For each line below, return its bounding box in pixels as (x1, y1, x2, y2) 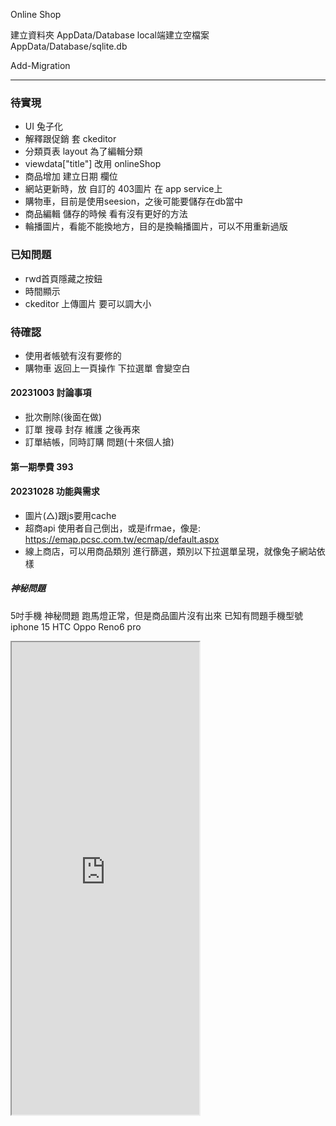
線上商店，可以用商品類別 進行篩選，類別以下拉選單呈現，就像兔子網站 (24, 545, 317, 557)
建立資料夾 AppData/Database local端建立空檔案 (10, 29, 210, 41)
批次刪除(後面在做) (24, 411, 103, 423)
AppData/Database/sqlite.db (10, 40, 128, 52)
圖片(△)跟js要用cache (24, 509, 117, 521)
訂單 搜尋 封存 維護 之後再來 (24, 424, 141, 436)
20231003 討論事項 (10, 387, 92, 399)
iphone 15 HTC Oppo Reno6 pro (10, 620, 142, 633)
